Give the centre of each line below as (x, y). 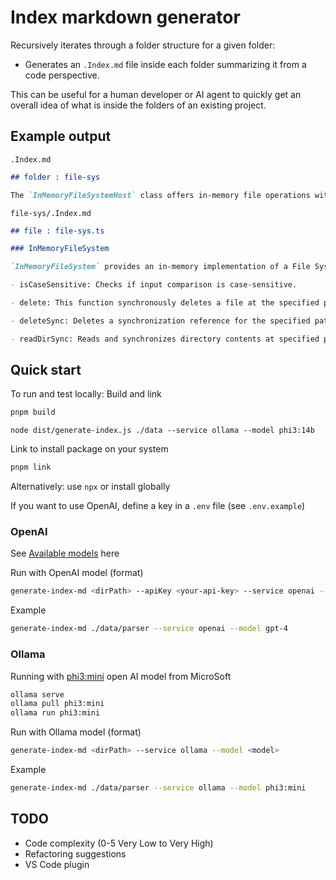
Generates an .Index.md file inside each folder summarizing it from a (165, 64)
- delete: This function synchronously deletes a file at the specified (165, 303)
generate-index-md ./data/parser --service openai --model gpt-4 (149, 629)
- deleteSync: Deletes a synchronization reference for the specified (160, 321)
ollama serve (37, 694)
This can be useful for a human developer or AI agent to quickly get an (156, 94)
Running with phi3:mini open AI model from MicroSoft (121, 676)
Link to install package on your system (89, 449)
